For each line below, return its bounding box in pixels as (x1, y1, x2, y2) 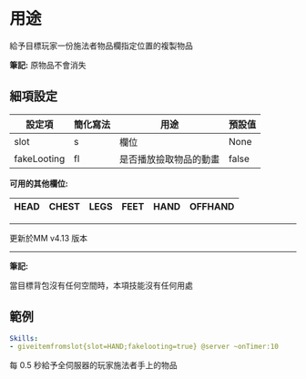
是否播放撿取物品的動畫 (119, 152, 220, 165)
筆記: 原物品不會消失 (9, 59, 87, 70)
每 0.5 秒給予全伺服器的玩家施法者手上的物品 (9, 360, 178, 371)
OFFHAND (189, 200, 235, 212)
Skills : (9, 333, 39, 343)
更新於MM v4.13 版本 (9, 232, 88, 243)
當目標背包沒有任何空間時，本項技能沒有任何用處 (9, 280, 193, 291)
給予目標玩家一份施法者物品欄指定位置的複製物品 (9, 40, 193, 51)
